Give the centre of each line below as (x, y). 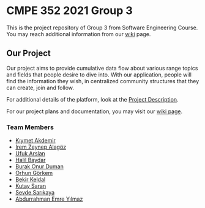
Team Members (30, 127)
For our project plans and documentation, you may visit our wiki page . (94, 111)
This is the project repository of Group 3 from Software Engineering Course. (102, 28)
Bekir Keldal (30, 180)
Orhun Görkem (34, 173)
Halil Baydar (30, 160)
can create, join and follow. (40, 87)
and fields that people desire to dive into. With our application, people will (99, 75)
